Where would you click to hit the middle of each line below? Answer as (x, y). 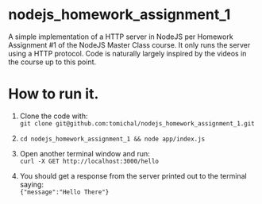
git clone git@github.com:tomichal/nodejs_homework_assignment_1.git (137, 123)
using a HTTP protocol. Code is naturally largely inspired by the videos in (127, 53)
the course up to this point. (52, 62)
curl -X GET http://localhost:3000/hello (89, 161)
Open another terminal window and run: (85, 153)
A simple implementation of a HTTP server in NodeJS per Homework (121, 37)
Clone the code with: (54, 116)
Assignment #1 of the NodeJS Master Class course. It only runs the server (129, 44)
